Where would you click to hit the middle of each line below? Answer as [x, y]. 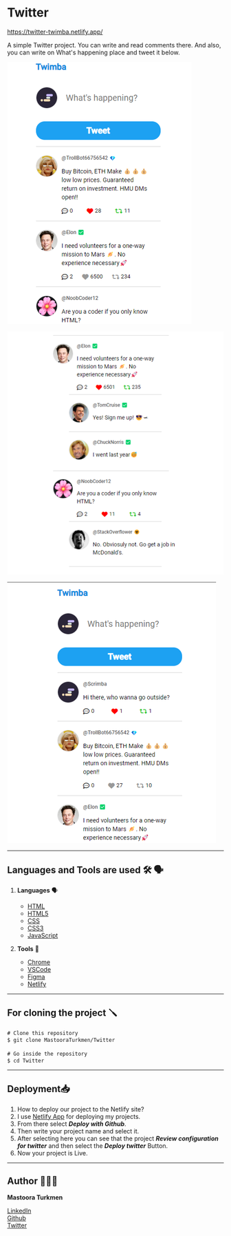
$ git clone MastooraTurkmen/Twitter [61, 1040]
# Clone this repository [43, 1033]
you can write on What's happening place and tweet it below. [93, 52]
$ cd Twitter [26, 1061]
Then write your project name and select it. [78, 1131]
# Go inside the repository [47, 1054]
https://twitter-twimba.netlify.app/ [55, 32]
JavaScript [43, 935]
